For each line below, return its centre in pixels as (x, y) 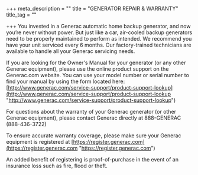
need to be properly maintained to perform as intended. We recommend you (99, 39)
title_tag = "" (21, 15)
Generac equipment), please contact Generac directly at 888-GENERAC (94, 118)
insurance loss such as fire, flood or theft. (57, 166)
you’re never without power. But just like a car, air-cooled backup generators (99, 32)
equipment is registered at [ (40, 142)
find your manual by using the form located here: (66, 81)
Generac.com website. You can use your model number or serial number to (98, 75)
